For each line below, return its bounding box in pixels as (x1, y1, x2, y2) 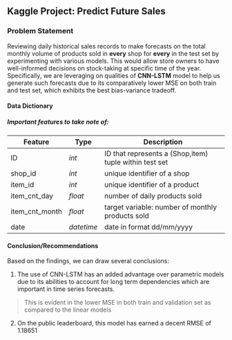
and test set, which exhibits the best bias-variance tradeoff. (7, 86, 177, 94)
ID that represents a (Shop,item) (104, 149, 209, 158)
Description (143, 138, 183, 147)
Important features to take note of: (7, 117, 109, 126)
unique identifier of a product (104, 180, 199, 189)
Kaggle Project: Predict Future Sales (7, 6, 166, 17)
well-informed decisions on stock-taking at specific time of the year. (7, 64, 202, 72)
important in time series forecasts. (17, 285, 115, 293)
